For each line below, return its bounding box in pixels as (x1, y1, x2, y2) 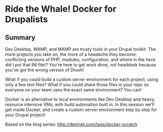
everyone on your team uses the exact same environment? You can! (5, 87, 142, 92)
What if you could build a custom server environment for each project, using (5, 77, 159, 82)
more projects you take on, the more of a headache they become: (5, 51, 137, 57)
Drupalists (5, 14, 48, 25)
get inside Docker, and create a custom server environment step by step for (5, 107, 157, 112)
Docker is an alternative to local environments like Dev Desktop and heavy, (5, 96, 155, 102)
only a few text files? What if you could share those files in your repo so (5, 82, 149, 88)
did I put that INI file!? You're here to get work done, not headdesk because (5, 62, 156, 67)
